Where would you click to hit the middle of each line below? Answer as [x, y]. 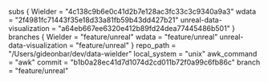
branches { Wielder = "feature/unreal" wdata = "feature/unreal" [113, 37]
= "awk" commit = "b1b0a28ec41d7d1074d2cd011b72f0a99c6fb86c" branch [134, 62]
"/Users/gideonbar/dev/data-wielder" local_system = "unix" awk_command [133, 54]
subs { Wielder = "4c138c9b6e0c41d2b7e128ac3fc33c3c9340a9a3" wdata [132, 12]
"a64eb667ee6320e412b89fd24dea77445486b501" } [146, 28]
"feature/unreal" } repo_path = [126, 45]
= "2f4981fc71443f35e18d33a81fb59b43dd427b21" [93, 20]
